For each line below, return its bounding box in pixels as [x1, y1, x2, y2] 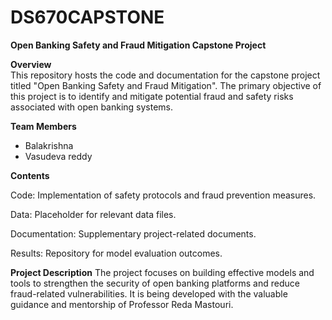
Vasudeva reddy [24, 150, 93, 162]
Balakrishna [24, 139, 74, 151]
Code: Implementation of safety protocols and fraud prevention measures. [10, 189, 317, 201]
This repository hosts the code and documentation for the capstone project [10, 69, 321, 81]
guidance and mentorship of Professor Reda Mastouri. [10, 298, 234, 310]
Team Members [10, 120, 77, 132]
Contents [10, 169, 50, 181]
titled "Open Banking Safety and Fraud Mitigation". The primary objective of [10, 79, 322, 91]
